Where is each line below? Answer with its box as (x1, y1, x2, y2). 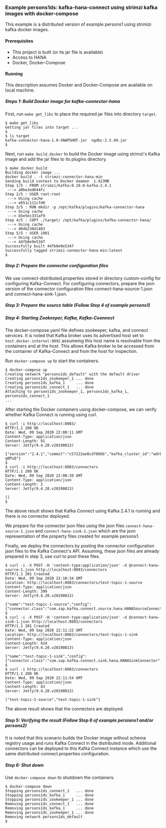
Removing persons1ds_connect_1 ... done (5, 801, 94, 806)
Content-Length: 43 (5, 684, 45, 689)
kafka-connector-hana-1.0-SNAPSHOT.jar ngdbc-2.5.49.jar (5, 138, 127, 143)
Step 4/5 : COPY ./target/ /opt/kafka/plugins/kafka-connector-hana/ (5, 217, 152, 223)
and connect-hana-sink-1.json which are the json (35, 528, 136, 534)
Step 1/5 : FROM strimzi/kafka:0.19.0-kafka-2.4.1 (5, 183, 112, 188)
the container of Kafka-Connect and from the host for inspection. (5, 348, 138, 354)
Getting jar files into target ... (5, 125, 79, 130)
